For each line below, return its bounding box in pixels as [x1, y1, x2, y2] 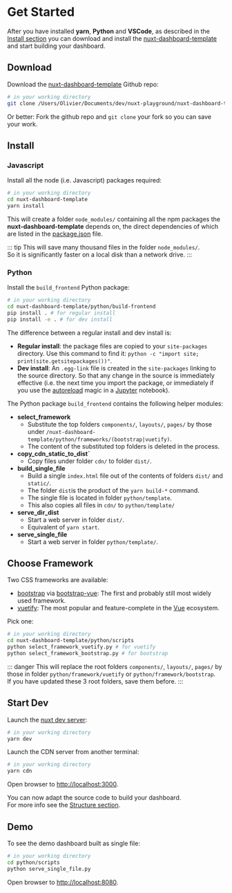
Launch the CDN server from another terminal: [7, 748, 139, 756]
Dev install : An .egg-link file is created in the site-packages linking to [17, 364, 216, 372]
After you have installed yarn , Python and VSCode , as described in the [7, 27, 211, 35]
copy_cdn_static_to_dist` [17, 449, 90, 458]
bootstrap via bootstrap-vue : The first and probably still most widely [17, 589, 212, 598]
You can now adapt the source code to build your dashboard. [7, 793, 182, 802]
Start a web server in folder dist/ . [27, 516, 124, 524]
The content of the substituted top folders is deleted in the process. [27, 442, 220, 450]
